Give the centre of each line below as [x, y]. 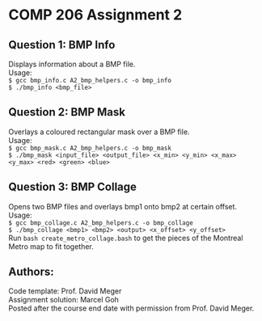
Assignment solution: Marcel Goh [64, 300]
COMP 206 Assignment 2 [95, 15]
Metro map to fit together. [51, 246]
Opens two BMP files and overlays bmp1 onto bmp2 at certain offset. [123, 206]
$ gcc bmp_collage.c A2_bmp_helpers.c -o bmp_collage [101, 223]
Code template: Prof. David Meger [65, 291]
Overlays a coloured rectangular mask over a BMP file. [99, 132]
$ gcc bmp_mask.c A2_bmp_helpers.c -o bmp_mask [90, 148]
